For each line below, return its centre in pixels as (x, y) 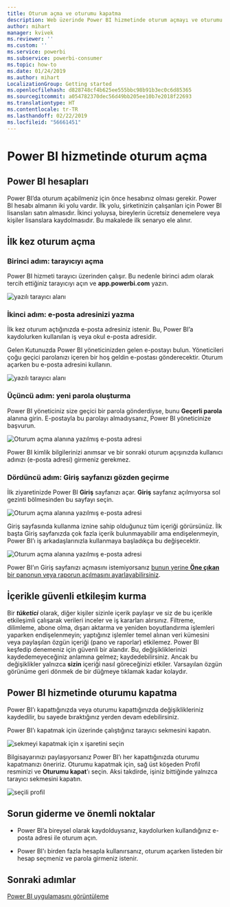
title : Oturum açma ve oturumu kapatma (64, 13)
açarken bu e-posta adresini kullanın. (59, 364)
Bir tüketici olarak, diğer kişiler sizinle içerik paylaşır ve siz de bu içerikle (110, 613)
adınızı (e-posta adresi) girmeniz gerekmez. (69, 459)
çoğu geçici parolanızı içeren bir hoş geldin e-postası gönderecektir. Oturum (115, 358)
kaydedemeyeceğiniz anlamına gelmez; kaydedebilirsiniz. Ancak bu (103, 657)
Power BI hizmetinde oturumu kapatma (92, 693)
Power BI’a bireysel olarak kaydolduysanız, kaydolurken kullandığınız (114, 830)
